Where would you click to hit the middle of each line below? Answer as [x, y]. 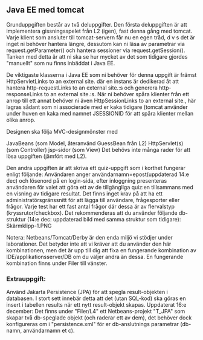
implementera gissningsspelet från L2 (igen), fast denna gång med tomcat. [99, 31]
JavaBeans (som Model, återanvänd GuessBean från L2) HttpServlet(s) [95, 143]
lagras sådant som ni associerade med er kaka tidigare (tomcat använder [97, 107]
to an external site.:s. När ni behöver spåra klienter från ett [116, 94]
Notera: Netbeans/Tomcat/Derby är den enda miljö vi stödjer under [90, 237]
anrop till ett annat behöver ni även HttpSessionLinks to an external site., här [101, 100]
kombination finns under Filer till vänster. [57, 263]
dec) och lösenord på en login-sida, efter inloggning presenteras [87, 180]
